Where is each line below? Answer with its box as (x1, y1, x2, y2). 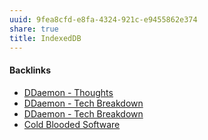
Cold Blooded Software (23, 118, 121, 130)
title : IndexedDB (9, 33, 82, 43)
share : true (9, 24, 59, 34)
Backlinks (9, 64, 52, 76)
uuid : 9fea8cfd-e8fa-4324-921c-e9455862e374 (9, 14, 198, 25)
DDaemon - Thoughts (23, 86, 114, 98)
